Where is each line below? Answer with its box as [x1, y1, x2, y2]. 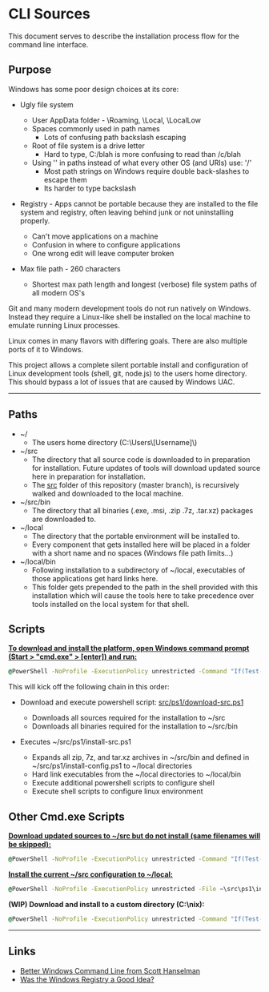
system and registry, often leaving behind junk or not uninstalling [19, 207, 234, 217]
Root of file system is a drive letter [31, 141, 146, 151]
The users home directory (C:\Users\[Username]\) [31, 437, 198, 447]
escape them [43, 175, 87, 184]
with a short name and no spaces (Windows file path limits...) [31, 548, 234, 557]
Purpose [8, 63, 52, 77]
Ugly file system [19, 99, 74, 109]
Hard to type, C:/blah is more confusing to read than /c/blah [43, 149, 242, 159]
